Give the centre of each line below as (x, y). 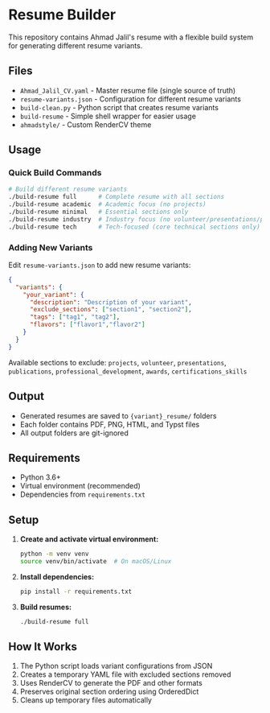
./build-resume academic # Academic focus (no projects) (107, 204)
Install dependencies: (57, 576)
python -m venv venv (54, 554)
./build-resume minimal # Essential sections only (98, 212)
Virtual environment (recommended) (80, 486)
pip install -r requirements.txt (76, 591)
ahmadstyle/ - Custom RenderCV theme (86, 124)
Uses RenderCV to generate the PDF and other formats (111, 683)
